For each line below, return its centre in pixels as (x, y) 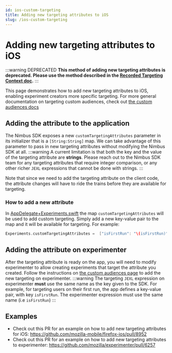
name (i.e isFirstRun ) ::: (31, 300)
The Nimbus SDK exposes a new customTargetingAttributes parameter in (83, 136)
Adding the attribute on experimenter (66, 250)
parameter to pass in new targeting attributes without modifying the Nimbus (85, 147)
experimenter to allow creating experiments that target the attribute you (81, 267)
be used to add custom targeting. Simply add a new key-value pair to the (82, 219)
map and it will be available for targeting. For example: (62, 224)
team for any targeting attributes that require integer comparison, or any (81, 163)
